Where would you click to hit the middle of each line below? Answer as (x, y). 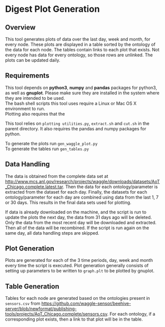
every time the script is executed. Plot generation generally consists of (77, 266)
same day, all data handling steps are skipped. (52, 233)
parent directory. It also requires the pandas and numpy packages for (76, 128)
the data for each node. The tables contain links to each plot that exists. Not (82, 50)
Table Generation (32, 286)
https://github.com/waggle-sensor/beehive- (86, 304)
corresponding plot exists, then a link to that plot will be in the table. (74, 319)
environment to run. (25, 108)
